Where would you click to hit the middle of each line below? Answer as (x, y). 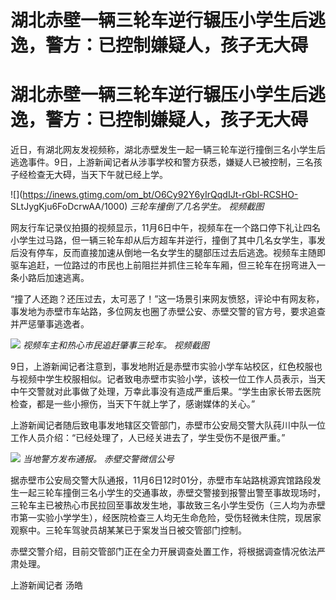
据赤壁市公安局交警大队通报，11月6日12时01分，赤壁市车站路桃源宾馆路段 (161, 480)
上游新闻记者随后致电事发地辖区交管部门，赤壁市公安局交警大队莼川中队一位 (168, 425)
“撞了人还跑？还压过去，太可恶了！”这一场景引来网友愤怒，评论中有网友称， (167, 299)
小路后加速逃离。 (54, 278)
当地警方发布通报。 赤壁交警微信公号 (98, 459)
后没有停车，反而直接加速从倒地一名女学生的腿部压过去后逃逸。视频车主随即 (168, 253)
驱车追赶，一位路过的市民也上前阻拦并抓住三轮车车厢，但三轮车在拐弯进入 (163, 265)
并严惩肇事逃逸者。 (50, 324)
